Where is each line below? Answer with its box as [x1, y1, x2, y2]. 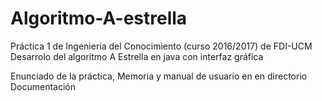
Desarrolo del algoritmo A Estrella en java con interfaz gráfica [10, 50, 264, 62]
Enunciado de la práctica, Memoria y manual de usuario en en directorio [10, 70, 308, 82]
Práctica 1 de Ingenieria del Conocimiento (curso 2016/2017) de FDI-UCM [10, 40, 313, 52]
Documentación [10, 80, 77, 92]
